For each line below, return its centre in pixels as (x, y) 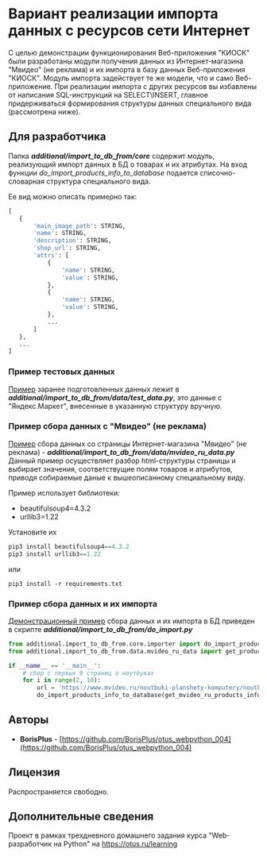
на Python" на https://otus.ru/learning (116, 844)
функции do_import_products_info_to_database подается (103, 172)
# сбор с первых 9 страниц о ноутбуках (89, 673)
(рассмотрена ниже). (44, 111)
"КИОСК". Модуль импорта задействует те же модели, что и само (121, 78)
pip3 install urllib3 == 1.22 (55, 554)
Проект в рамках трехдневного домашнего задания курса (108, 835)
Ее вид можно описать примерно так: (73, 196)
